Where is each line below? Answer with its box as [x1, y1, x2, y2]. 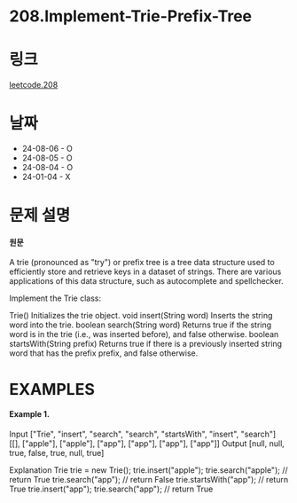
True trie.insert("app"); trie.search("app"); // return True [9, 483, 214, 494]
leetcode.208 [9, 80, 59, 90]
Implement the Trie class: [9, 293, 102, 303]
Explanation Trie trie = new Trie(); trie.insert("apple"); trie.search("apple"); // [9, 464, 288, 475]
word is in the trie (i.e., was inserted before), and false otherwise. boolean [9, 329, 279, 340]
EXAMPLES [9, 379, 95, 399]
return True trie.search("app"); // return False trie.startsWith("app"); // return [9, 474, 289, 484]
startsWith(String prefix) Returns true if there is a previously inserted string [9, 339, 282, 350]
